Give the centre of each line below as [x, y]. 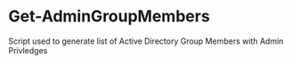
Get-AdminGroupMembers [109, 16]
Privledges [28, 50]
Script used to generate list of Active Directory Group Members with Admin [146, 41]
